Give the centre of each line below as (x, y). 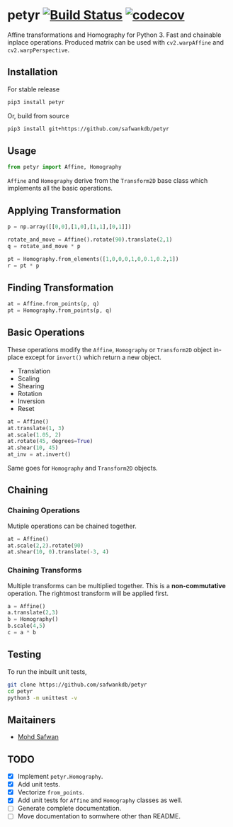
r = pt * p (23, 266)
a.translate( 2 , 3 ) (33, 613)
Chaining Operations (44, 510)
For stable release (34, 89)
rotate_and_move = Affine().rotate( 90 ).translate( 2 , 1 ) (90, 240)
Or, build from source (38, 116)
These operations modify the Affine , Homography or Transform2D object (110, 349)
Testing (24, 654)
